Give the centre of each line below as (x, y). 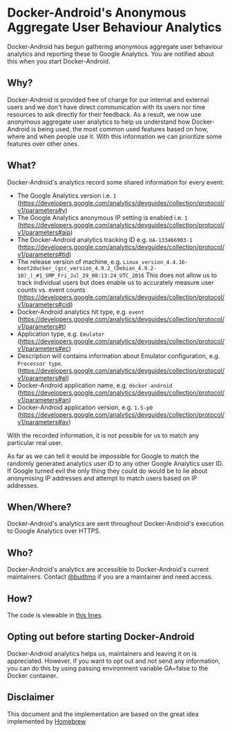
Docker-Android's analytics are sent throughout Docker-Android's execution (116, 524)
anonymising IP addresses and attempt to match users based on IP (102, 478)
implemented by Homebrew (47, 721)
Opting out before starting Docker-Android (101, 637)
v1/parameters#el (42, 377)
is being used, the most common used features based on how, (119, 129)
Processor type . (40, 363)
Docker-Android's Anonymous (97, 13)
